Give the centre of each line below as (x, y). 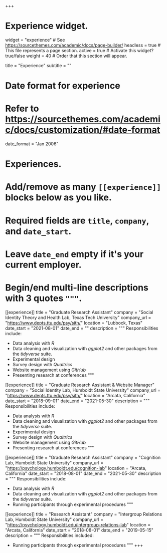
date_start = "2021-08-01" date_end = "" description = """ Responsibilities (82, 328)
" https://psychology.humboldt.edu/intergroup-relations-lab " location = (78, 524)
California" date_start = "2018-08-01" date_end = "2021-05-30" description (83, 473)
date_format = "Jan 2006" (32, 144)
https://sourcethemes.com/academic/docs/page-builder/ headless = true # (83, 45)
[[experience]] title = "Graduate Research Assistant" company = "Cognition (83, 457)
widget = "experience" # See (35, 40)
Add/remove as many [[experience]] (83, 187)
